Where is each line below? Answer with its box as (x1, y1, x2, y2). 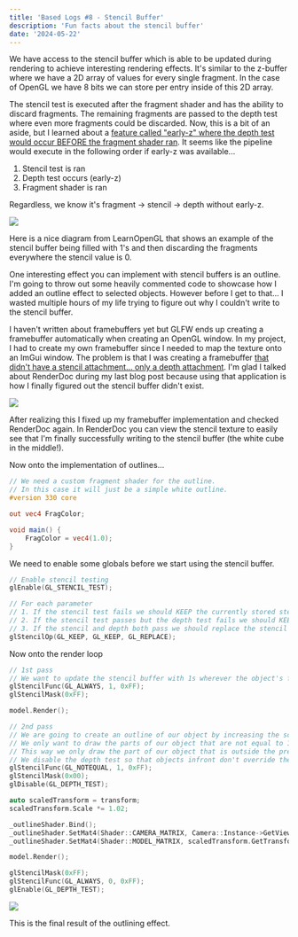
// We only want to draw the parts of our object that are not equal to (9, 738, 284, 747)
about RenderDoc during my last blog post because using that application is (9, 371, 286, 382)
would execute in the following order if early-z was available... (9, 146, 236, 157)
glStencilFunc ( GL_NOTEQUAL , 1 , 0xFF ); (9, 763, 153, 772)
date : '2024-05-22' (9, 29, 82, 38)
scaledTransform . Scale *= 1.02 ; (9, 804, 129, 813)
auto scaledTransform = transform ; (9, 796, 141, 805)
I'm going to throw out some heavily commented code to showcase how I (9, 278, 278, 289)
